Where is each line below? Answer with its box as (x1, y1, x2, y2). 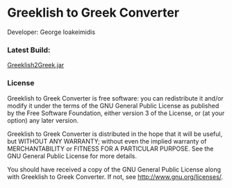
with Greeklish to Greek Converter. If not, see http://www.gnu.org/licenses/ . (7, 172, 224, 181)
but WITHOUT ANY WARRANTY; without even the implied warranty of (7, 137, 207, 145)
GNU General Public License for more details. (7, 151, 138, 160)
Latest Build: (7, 45, 51, 55)
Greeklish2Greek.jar (7, 61, 65, 69)
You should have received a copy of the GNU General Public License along (7, 165, 221, 173)
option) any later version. (7, 116, 78, 124)
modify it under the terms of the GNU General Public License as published (7, 101, 219, 110)
